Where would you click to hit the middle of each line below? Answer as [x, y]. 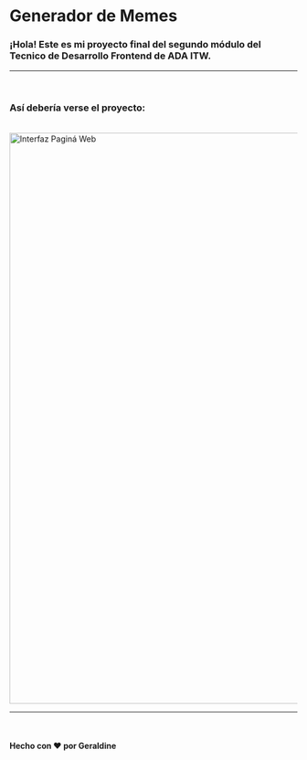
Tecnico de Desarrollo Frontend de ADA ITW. [111, 56]
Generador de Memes [94, 16]
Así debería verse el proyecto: [78, 108]
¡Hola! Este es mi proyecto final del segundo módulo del [136, 45]
